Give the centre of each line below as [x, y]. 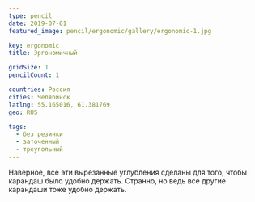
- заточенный [38, 142]
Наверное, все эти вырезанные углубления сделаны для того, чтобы [128, 172]
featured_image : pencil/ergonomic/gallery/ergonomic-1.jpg [110, 31]
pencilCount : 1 [34, 75]
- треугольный [39, 149]
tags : [17, 127]
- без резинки [39, 134]
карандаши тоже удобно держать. [68, 189]
